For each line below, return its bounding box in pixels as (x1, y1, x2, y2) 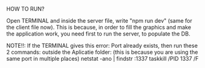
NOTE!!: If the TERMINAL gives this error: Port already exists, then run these (6, 42, 198, 49)
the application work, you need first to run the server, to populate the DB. (6, 30, 191, 37)
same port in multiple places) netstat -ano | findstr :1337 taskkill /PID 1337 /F (6, 55, 199, 62)
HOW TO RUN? (6, 6, 45, 12)
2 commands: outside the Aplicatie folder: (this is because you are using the (6, 48, 198, 56)
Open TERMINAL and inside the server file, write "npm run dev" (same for (6, 17, 193, 24)
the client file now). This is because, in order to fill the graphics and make (6, 24, 192, 31)
